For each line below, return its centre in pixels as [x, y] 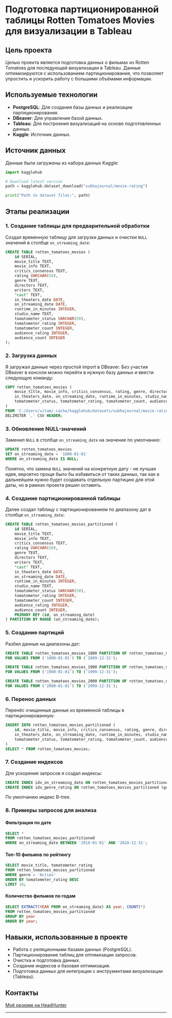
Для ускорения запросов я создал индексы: [54, 773]
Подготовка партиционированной [82, 9]
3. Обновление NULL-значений [46, 429]
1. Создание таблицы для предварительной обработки [78, 226]
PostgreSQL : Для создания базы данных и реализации [72, 107]
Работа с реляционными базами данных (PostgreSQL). [72, 949]
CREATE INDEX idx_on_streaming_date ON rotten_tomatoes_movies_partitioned [88, 782]
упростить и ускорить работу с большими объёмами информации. [79, 79]
